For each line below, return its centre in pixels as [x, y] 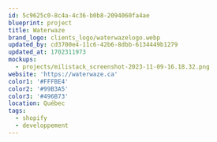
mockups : [22, 60]
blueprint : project [40, 23]
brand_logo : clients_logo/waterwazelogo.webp [84, 37]
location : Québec [37, 103]
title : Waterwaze [37, 30]
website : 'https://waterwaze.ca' [63, 74]
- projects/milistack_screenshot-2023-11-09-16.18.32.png [113, 67]
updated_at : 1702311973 [47, 52]
